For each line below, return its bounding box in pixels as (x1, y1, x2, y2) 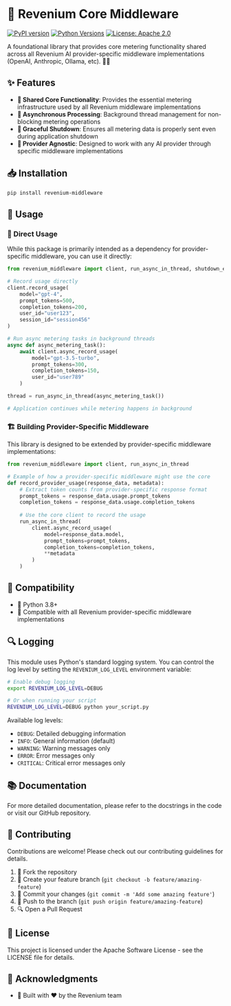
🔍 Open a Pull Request (16, 905, 82, 913)
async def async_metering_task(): (7, 342, 107, 348)
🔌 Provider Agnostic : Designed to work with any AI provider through (16, 139, 211, 148)
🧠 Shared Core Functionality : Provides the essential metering (16, 95, 192, 103)
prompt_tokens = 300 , (32, 361, 88, 368)
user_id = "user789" (32, 374, 85, 381)
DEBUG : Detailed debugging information (16, 729, 126, 738)
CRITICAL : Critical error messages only (16, 759, 126, 767)
